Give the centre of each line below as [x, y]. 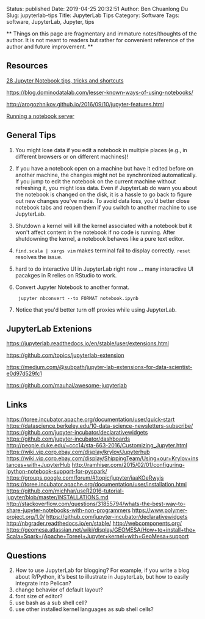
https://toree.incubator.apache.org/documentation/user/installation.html [97, 485]
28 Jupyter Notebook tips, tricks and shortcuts [65, 80]
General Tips [31, 135]
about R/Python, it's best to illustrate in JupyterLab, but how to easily [102, 577]
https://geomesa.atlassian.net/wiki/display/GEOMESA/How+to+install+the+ [101, 530]
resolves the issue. [39, 257]
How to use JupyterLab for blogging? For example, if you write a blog [102, 570]
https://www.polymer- [160, 510]
